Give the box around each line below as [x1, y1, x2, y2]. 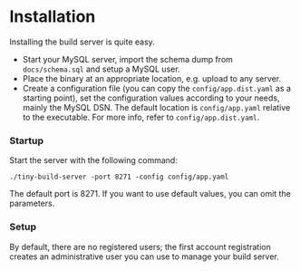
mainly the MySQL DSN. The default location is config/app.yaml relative [22, 102, 291, 112]
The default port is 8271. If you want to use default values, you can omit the [9, 189, 292, 199]
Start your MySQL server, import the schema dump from [22, 53, 234, 64]
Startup [9, 134, 44, 147]
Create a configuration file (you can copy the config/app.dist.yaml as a [22, 82, 292, 93]
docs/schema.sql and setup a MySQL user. [22, 63, 180, 74]
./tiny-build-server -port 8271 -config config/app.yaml [9, 172, 229, 182]
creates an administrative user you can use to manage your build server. [9, 251, 279, 262]
